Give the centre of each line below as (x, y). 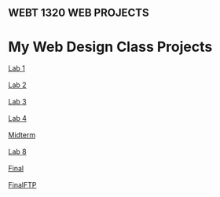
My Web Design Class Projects (110, 47)
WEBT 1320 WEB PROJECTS (79, 13)
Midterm (22, 135)
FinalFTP (22, 185)
